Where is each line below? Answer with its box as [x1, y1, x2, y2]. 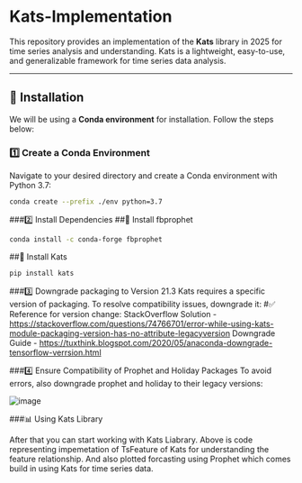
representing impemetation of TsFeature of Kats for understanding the [9, 443, 270, 454]
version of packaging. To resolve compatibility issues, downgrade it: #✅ [9, 298, 276, 309]
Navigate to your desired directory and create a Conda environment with [9, 170, 278, 181]
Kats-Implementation [9, 6, 173, 27]
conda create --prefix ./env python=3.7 [9, 197, 164, 206]
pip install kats [9, 269, 75, 278]
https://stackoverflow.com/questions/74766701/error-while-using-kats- [9, 318, 274, 329]
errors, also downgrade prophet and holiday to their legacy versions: [9, 378, 263, 388]
